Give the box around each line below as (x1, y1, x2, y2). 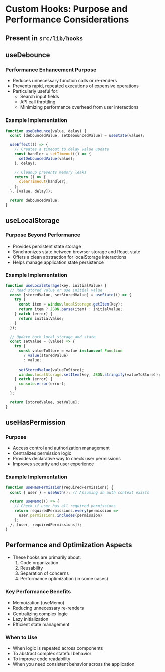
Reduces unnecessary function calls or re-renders (12, 78, 117, 84)
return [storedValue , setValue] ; (10, 399, 80, 405)
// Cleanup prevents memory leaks (14, 170, 87, 175)
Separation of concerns (20, 570, 69, 576)
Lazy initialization (12, 616, 49, 622)
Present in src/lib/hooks (5, 34, 84, 42)
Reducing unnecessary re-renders (12, 605, 84, 611)
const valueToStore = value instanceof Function (18, 348, 123, 353)
